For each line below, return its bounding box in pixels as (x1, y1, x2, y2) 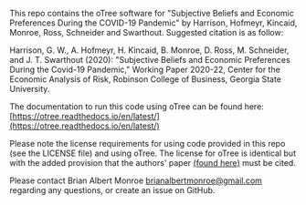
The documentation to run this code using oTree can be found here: (9, 101, 265, 112)
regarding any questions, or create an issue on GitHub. (9, 185, 216, 195)
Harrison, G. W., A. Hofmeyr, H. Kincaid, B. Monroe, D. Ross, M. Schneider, (9, 45, 290, 56)
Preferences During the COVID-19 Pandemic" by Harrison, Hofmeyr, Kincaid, (9, 17, 298, 28)
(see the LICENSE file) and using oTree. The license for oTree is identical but (9, 148, 297, 159)
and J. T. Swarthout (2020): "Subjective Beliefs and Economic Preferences (9, 55, 290, 65)
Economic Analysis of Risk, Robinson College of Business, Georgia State (9, 74, 281, 85)
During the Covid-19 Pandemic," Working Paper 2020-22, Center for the (9, 64, 280, 75)
